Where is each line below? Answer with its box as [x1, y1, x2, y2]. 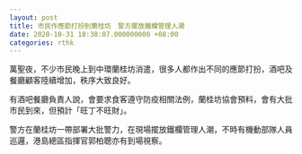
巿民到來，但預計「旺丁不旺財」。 [9, 105, 132, 116]
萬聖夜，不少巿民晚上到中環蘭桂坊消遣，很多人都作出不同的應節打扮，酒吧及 [9, 64, 293, 74]
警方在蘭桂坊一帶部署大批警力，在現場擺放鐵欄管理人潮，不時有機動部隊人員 [9, 124, 293, 135]
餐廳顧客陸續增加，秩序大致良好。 [9, 75, 136, 86]
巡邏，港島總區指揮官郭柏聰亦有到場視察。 [9, 135, 167, 146]
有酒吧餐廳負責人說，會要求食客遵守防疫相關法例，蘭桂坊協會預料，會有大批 [9, 94, 293, 105]
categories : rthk [9, 38, 75, 47]
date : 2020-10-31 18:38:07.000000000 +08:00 [9, 30, 179, 38]
